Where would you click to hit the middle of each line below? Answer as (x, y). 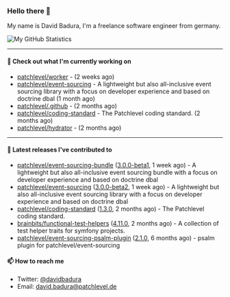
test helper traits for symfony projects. (71, 230)
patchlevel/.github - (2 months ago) (67, 106)
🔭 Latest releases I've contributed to (60, 150)
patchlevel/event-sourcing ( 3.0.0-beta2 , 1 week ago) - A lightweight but (118, 187)
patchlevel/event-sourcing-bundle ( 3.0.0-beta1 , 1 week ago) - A (106, 165)
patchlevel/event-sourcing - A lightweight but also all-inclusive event (114, 84)
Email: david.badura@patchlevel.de (67, 286)
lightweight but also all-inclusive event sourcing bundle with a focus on (117, 172)
